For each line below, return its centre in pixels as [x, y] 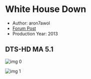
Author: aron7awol [31, 23]
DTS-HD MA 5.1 [29, 49]
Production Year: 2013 [35, 33]
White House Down [46, 9]
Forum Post [24, 28]
